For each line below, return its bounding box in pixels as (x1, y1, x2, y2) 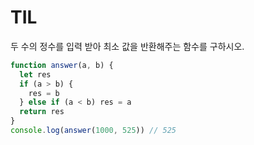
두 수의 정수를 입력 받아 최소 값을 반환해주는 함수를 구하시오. (10, 40, 245, 52)
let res (19, 69, 52, 80)
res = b (28, 88, 60, 98)
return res (19, 107, 65, 117)
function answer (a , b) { (10, 60, 114, 70)
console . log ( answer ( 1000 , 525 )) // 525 (10, 126, 177, 136)
